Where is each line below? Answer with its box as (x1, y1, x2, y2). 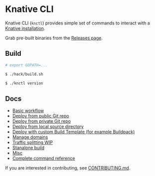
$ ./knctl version (5, 81, 43, 86)
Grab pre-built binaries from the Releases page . (5, 35, 103, 41)
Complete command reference (12, 156, 76, 162)
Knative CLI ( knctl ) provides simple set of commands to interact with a (5, 20, 150, 26)
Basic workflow (12, 108, 44, 114)
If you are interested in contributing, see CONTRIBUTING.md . (5, 165, 131, 171)
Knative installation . (5, 25, 46, 31)
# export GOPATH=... (5, 62, 48, 68)
